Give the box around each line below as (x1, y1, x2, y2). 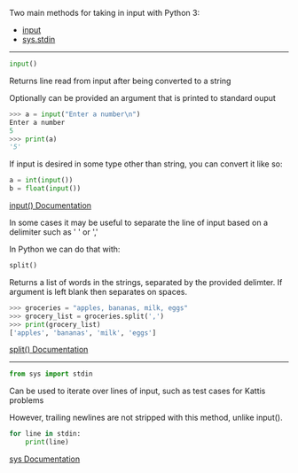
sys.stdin (21, 35, 56, 44)
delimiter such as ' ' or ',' (9, 227, 99, 237)
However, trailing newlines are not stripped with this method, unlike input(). (9, 412, 283, 423)
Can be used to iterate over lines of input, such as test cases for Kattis (9, 385, 266, 397)
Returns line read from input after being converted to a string (9, 75, 231, 86)
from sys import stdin (9, 369, 93, 379)
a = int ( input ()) (9, 176, 74, 185)
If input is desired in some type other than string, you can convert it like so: (9, 159, 283, 169)
